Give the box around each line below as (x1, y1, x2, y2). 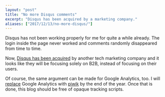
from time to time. (5, 45, 42, 51)
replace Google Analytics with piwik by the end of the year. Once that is (5, 81, 152, 87)
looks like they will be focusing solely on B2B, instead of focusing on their (5, 60, 157, 66)
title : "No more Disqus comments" (5, 12, 77, 17)
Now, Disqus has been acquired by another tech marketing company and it (5, 55, 159, 61)
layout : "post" (5, 7, 37, 12)
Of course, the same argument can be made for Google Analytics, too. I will (5, 75, 160, 81)
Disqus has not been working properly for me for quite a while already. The (5, 35, 160, 41)
